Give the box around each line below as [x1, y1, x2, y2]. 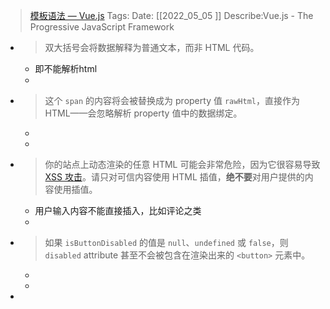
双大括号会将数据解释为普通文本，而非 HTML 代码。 [44, 42, 260, 53]
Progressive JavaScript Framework [29, 21, 175, 33]
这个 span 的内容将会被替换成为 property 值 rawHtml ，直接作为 [44, 95, 300, 106]
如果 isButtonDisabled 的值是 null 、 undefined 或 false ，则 [44, 237, 289, 248]
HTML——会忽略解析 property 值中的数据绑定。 [44, 107, 243, 119]
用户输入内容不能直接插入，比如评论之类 [34, 205, 202, 216]
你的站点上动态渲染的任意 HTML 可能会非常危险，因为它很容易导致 [44, 159, 321, 170]
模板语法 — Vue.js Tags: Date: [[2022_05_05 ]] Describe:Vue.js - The [29, 10, 314, 21]
